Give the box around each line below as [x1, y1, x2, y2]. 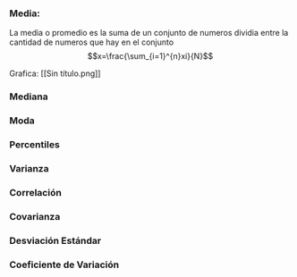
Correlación [9, 186, 63, 198]
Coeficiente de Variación [9, 258, 120, 271]
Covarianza [9, 210, 61, 222]
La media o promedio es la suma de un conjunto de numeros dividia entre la [9, 28, 289, 38]
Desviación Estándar [9, 234, 101, 247]
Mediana [9, 90, 48, 103]
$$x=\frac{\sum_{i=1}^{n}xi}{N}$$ [87, 51, 214, 62]
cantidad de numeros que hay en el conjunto [9, 37, 174, 47]
